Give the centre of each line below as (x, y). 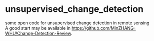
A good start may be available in (38, 28)
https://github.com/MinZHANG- (103, 28)
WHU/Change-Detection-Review (38, 33)
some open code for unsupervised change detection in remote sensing (77, 23)
